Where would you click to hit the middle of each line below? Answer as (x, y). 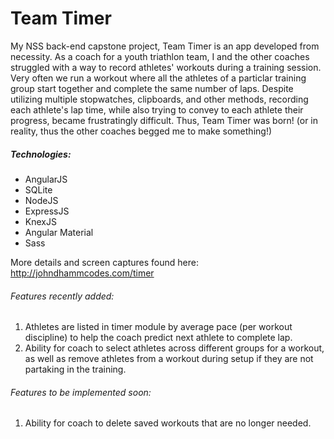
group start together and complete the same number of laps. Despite (152, 88)
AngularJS (46, 179)
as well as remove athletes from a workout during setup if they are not (169, 359)
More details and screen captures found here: (104, 262)
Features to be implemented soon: (81, 392)
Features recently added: (62, 296)
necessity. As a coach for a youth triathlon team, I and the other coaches (160, 56)
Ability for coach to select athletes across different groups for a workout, (174, 348)
